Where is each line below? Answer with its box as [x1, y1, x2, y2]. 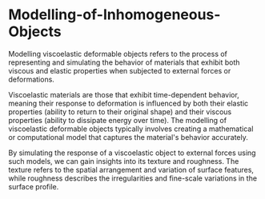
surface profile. [8, 181, 59, 191]
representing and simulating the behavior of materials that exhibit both [8, 58, 240, 67]
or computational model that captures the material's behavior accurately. [8, 132, 248, 141]
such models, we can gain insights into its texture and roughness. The [8, 156, 239, 165]
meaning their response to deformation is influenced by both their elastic [8, 98, 249, 108]
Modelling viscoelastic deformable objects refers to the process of [8, 49, 228, 58]
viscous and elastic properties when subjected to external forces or [8, 66, 231, 75]
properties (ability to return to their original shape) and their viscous [8, 106, 232, 117]
